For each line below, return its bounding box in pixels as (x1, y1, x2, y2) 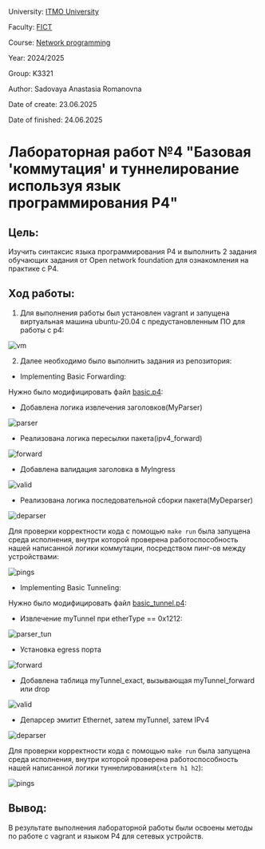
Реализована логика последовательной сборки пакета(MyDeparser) (19, 495, 254, 505)
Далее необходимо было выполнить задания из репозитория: (19, 355, 232, 366)
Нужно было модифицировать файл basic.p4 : (8, 387, 164, 396)
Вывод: (8, 802, 47, 815)
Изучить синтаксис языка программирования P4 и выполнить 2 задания (8, 247, 257, 256)
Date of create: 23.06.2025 (8, 100, 97, 109)
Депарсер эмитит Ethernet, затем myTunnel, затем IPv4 (19, 715, 210, 724)
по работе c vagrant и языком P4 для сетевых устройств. (8, 831, 204, 841)
